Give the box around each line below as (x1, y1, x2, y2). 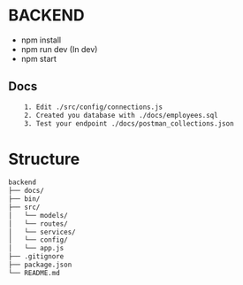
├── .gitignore (8, 252, 65, 261)
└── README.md (8, 268, 61, 277)
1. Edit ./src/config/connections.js (24, 103, 163, 112)
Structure (8, 149, 80, 169)
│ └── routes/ (8, 219, 68, 228)
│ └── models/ (8, 211, 68, 220)
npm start (20, 53, 57, 64)
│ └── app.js (8, 244, 65, 253)
